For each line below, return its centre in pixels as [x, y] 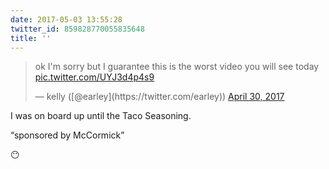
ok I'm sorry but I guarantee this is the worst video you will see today [177, 67]
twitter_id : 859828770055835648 [77, 29]
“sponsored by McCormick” [67, 135]
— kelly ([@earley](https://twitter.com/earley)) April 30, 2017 [159, 97]
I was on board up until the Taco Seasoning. [101, 116]
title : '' [31, 38]
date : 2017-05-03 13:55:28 [66, 19]
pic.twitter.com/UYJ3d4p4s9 [94, 77]
